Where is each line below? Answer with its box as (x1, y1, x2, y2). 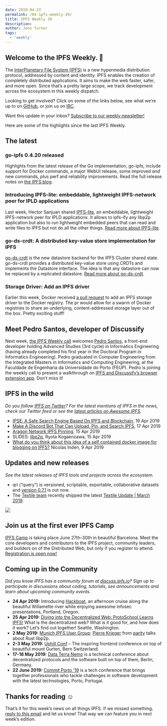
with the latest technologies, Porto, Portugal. (12, 678, 104, 684)
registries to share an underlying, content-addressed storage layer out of (5, 305, 155, 311)
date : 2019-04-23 (5, 7, 41, 12)
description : (5, 21, 32, 26)
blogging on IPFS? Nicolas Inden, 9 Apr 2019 (12, 444, 104, 450)
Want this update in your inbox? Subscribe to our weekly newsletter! (5, 113, 145, 119)
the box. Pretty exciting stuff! (5, 310, 65, 317)
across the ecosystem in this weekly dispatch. (5, 88, 100, 94)
